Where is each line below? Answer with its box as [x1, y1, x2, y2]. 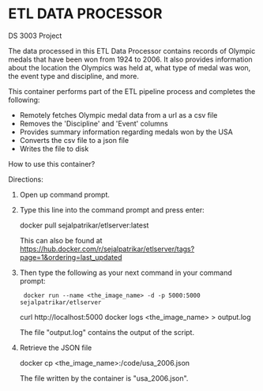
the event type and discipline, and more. [8, 71, 140, 81]
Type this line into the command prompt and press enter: [19, 205, 205, 214]
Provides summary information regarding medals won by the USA [19, 127, 233, 137]
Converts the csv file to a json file [19, 135, 129, 145]
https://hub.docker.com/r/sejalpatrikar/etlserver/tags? [19, 244, 195, 254]
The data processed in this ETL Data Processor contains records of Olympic [8, 46, 256, 55]
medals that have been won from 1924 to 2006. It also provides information [8, 55, 253, 64]
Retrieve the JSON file [19, 343, 92, 352]
